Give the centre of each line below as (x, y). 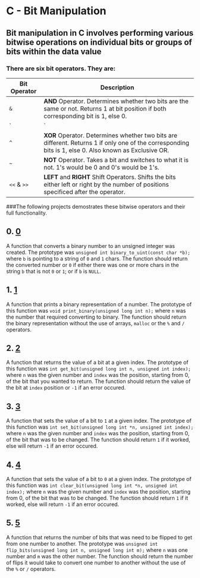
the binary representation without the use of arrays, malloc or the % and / (96, 323)
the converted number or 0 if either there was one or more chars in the (93, 265)
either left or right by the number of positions (106, 184)
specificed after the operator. (85, 191)
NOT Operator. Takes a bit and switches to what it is (116, 160)
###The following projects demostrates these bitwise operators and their (96, 206)
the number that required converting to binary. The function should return (96, 317)
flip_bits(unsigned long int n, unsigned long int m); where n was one (97, 550)
